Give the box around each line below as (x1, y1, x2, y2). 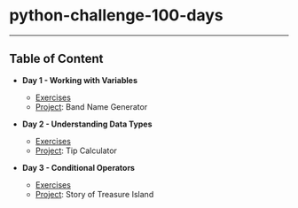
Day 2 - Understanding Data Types (21, 119, 153, 129)
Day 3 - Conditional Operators (21, 162, 136, 173)
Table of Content (9, 51, 104, 66)
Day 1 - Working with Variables (21, 74, 138, 85)
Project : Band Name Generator (35, 101, 148, 112)
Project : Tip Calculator (35, 145, 118, 156)
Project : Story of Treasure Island (35, 189, 154, 199)
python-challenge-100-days (9, 5, 223, 26)
